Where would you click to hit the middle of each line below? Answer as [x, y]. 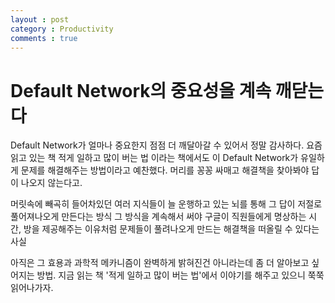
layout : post [40, 19]
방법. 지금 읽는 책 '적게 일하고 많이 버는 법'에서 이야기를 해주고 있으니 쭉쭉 [180, 275]
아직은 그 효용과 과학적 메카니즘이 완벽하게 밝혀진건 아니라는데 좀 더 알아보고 [160, 263]
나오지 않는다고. [51, 183]
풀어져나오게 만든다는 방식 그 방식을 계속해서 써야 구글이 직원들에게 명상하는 [158, 217]
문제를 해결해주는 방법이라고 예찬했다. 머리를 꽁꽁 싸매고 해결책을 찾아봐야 [165, 170]
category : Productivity [62, 29]
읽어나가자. [32, 288]
